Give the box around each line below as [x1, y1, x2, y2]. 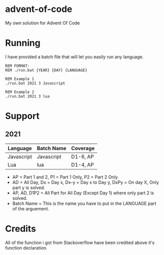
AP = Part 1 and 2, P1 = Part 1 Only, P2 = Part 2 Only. [12, 174, 119, 180]
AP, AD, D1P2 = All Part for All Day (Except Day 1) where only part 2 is [12, 190, 155, 196]
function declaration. [5, 245, 48, 251]
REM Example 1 [5, 76, 35, 82]
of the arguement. [12, 205, 50, 212]
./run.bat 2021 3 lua [5, 93, 50, 99]
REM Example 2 [5, 89, 35, 94]
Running [5, 37, 41, 49]
